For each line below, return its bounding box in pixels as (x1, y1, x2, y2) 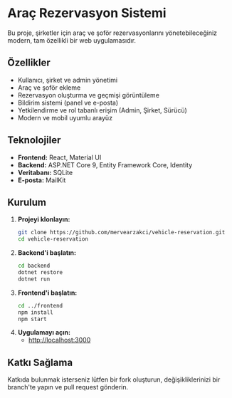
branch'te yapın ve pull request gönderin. (7, 383, 129, 392)
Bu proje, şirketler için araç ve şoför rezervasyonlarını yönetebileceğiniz (7, 28, 218, 37)
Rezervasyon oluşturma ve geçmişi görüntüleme (17, 90, 160, 99)
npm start (17, 315, 48, 323)
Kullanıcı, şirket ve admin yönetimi (17, 75, 118, 84)
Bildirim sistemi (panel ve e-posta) (17, 98, 119, 107)
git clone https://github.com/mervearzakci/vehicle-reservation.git (17, 229, 226, 236)
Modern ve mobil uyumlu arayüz (17, 113, 112, 122)
